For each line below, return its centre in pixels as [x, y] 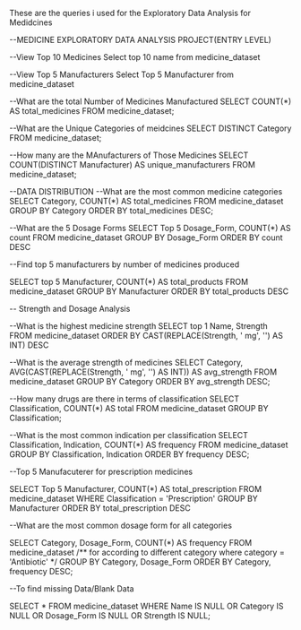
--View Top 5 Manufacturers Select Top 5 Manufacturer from [122, 74]
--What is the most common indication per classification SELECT [129, 435]
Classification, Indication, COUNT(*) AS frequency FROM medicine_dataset [149, 444]
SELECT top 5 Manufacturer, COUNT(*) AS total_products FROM [129, 282]
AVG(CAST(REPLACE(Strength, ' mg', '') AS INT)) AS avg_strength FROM [143, 372]
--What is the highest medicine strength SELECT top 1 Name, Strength [139, 326]
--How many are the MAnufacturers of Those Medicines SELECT [129, 155]
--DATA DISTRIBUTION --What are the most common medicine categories [146, 191]
